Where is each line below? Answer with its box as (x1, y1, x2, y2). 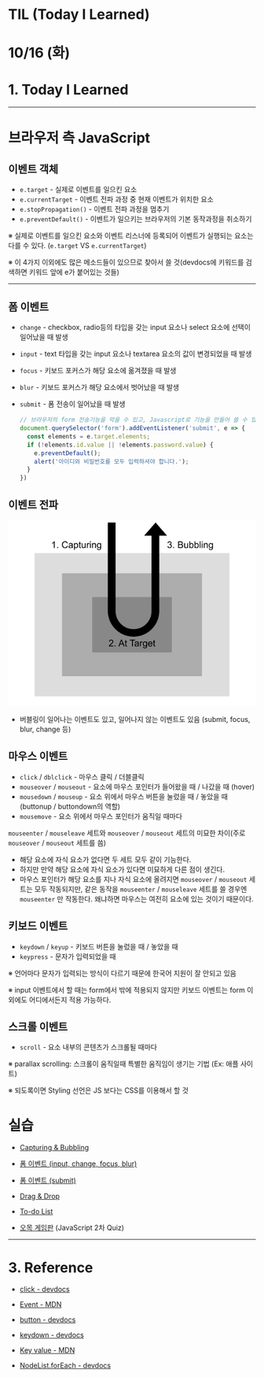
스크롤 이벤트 (8, 1020, 68, 1033)
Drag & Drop (19, 1191, 60, 1201)
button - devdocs (19, 1315, 76, 1324)
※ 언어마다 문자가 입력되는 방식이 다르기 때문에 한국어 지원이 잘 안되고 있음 (8, 968, 237, 978)
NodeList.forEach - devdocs (19, 1360, 112, 1371)
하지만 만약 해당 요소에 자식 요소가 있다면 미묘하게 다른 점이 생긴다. (19, 864, 225, 874)
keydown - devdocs (19, 1331, 84, 1340)
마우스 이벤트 (8, 750, 68, 763)
